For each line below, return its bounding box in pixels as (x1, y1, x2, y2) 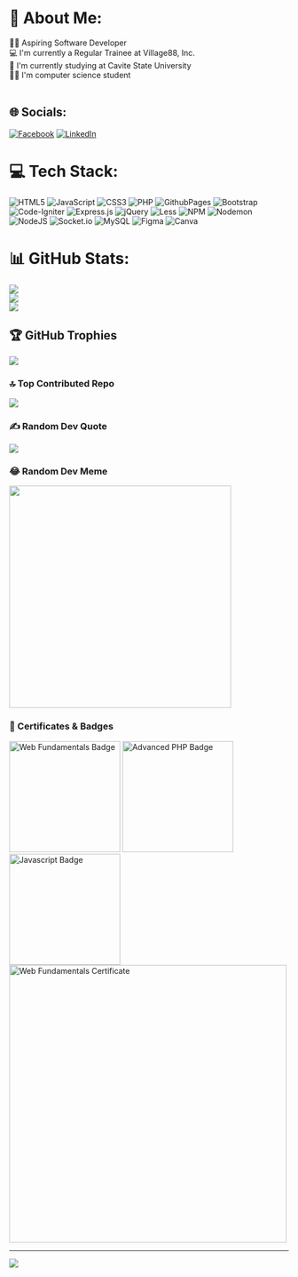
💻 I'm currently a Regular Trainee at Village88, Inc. (9, 47, 195, 58)
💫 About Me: (9, 8, 103, 28)
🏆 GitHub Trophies (9, 328, 118, 343)
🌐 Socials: (9, 105, 67, 120)
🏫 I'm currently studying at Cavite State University (9, 60, 192, 70)
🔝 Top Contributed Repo (9, 378, 115, 390)
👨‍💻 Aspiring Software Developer (9, 37, 127, 48)
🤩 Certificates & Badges (9, 720, 114, 732)
